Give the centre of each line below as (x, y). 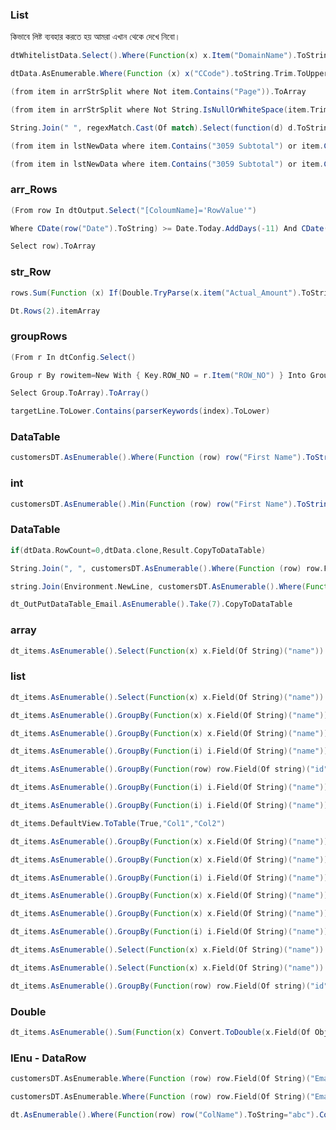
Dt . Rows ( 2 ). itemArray (55, 311)
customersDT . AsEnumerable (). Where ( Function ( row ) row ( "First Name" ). (158, 458)
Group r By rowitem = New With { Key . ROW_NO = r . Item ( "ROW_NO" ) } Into (158, 375)
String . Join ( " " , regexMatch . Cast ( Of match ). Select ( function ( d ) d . (154, 128)
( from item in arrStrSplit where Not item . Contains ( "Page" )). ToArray (158, 92)
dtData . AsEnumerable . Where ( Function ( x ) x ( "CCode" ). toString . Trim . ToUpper (169, 74)
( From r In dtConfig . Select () (73, 357)
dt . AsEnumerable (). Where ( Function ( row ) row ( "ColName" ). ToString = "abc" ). (165, 1114)
